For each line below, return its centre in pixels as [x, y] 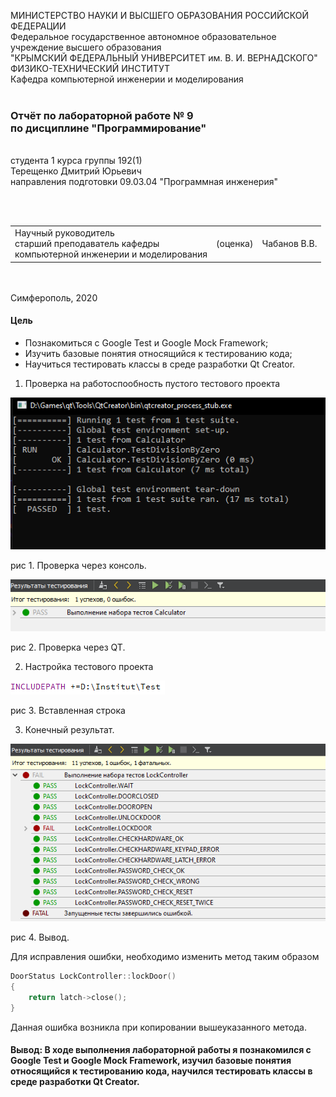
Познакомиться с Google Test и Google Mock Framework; [146, 342]
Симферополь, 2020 [54, 297]
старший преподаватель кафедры [87, 244]
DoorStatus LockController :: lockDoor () [93, 976]
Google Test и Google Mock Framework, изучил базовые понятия [151, 1061]
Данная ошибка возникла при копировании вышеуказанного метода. [158, 1027]
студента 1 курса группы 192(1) [76, 161]
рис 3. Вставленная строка [68, 710]
